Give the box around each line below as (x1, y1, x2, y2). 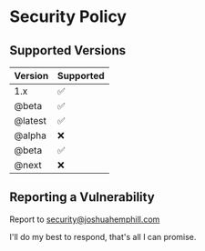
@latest (14, 115, 47, 126)
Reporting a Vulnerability (9, 189, 155, 206)
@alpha (14, 129, 47, 142)
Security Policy (9, 6, 128, 27)
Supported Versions (9, 43, 126, 58)
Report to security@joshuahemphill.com (9, 214, 160, 225)
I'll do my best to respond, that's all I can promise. (9, 231, 197, 242)
